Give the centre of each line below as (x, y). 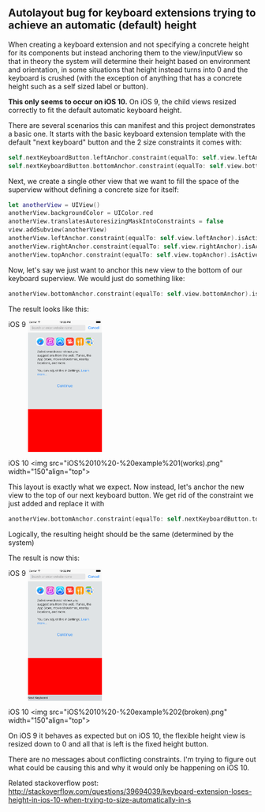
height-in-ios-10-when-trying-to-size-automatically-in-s (100, 799)
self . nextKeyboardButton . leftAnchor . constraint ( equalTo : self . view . (123, 157)
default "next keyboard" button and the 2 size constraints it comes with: (125, 142)
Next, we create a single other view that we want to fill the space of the (124, 181)
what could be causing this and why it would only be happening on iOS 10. (129, 767)
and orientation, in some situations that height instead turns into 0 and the (128, 70)
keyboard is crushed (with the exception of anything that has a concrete (125, 77)
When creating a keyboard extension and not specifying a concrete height (129, 44)
